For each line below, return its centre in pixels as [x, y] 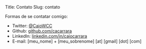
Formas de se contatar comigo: [37, 16]
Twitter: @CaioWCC [32, 26]
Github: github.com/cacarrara [42, 31]
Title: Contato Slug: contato [32, 7]
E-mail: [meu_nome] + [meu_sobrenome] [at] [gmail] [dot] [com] [77, 41]
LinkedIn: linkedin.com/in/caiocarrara [50, 36]
